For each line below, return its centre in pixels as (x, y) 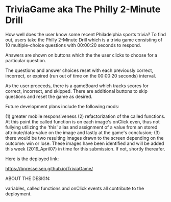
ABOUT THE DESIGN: (28, 178)
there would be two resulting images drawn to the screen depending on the (84, 138)
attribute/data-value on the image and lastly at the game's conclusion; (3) (83, 132)
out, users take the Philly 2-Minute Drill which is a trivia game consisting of (84, 40)
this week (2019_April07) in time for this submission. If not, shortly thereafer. (85, 148)
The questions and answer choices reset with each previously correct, (79, 70)
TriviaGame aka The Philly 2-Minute (83, 9)
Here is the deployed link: (32, 159)
